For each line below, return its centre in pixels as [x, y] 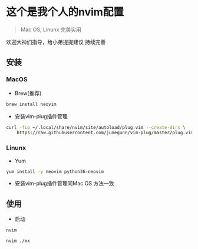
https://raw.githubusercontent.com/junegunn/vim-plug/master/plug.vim [105, 133]
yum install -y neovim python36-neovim [55, 171]
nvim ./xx [18, 241]
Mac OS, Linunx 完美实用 [51, 29]
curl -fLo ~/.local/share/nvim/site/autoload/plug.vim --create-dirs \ [96, 127]
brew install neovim [32, 104]
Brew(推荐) [28, 93]
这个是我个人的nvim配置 [65, 12]
